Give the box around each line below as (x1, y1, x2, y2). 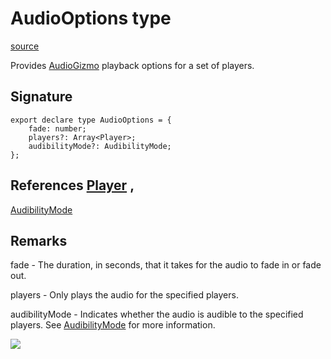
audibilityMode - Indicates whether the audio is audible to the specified (10, 308, 304, 321)
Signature (10, 88, 73, 106)
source (10, 40, 40, 52)
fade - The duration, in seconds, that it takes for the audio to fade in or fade (10, 259, 322, 271)
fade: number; (28, 123, 87, 134)
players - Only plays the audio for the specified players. (10, 289, 239, 301)
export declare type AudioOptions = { (10, 115, 172, 125)
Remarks (10, 232, 68, 249)
